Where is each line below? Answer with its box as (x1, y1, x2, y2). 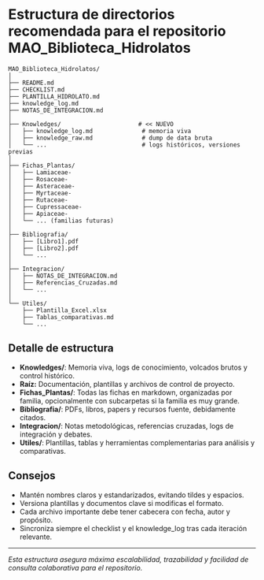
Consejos (8, 469, 57, 482)
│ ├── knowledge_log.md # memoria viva (8, 127, 192, 135)
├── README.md (8, 79, 55, 87)
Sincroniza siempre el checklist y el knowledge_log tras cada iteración (19, 523, 247, 533)
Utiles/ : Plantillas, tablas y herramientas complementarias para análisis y (19, 437, 255, 447)
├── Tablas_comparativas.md (22, 313, 114, 321)
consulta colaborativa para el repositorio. (8, 563, 143, 572)
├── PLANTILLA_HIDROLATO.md (8, 92, 101, 100)
